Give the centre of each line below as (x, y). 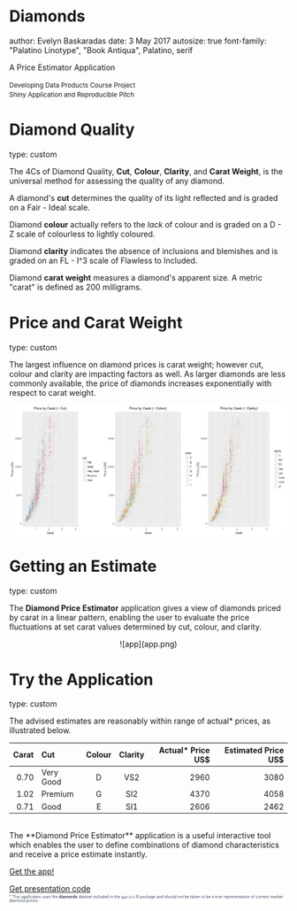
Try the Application (81, 679)
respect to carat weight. (53, 392)
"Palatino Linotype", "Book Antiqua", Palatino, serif (101, 50)
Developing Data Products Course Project (72, 85)
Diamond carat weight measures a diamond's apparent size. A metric (136, 277)
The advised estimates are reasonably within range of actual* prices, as (140, 721)
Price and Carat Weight (96, 323)
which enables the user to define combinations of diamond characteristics (145, 845)
